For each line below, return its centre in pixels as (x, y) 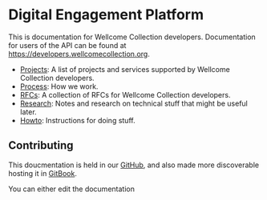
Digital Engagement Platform (106, 15)
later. (28, 112)
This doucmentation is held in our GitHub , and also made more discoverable (133, 165)
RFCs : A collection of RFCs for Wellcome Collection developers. (125, 94)
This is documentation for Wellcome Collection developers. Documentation (132, 37)
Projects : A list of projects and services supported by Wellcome (125, 69)
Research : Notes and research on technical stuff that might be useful (134, 103)
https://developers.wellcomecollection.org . (79, 54)
